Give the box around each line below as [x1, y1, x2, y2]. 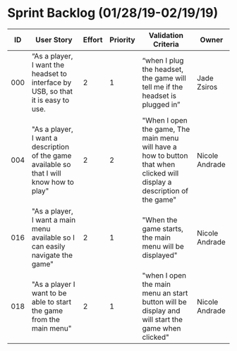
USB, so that [31, 86, 73, 96]
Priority [109, 35, 135, 44]
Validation [148, 30, 184, 40]
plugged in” [142, 99, 181, 109]
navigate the [31, 250, 73, 260]
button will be [142, 297, 187, 307]
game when [142, 323, 181, 333]
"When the [142, 215, 178, 225]
